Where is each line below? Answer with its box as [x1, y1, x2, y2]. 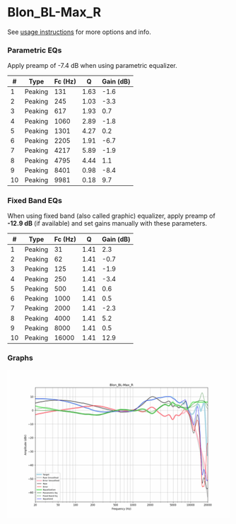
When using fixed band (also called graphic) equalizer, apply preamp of [7, 211, 216, 220]
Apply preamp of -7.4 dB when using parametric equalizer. [7, 62, 178, 70]
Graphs [7, 353, 33, 363]
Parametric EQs [7, 45, 62, 55]
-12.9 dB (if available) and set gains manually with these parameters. [7, 219, 207, 228]
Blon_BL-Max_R [7, 4, 101, 21]
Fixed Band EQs [7, 195, 62, 205]
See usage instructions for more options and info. [7, 28, 152, 36]
